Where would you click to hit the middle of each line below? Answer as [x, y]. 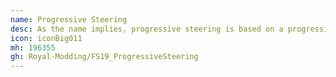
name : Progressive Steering [69, 19]
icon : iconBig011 [46, 38]
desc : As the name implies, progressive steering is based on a [147, 29]
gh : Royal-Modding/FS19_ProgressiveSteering [104, 57]
